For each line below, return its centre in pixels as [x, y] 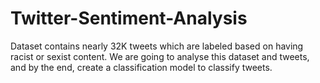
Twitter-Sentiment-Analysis [129, 18]
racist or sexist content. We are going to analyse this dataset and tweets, [160, 56]
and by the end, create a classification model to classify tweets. [141, 67]
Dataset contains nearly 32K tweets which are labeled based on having [157, 46]
